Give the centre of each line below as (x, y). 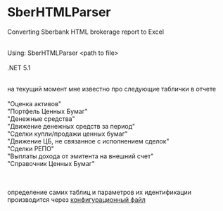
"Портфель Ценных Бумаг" (47, 111)
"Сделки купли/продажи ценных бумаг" (68, 134)
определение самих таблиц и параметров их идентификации (100, 192)
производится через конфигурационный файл (76, 199)
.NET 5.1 (19, 68)
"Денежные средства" (41, 119)
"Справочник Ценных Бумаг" (51, 163)
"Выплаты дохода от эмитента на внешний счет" (81, 156)
